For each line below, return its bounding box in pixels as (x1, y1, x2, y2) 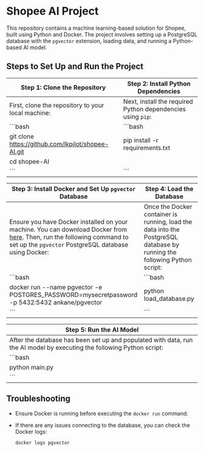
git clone (9, 132, 35, 140)
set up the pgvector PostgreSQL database (9, 240, 129, 248)
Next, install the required (123, 97, 193, 106)
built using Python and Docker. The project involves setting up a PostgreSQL (6, 30, 198, 38)
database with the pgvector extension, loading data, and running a (6, 37, 172, 44)
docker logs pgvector (15, 439, 70, 446)
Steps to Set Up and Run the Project (6, 61, 144, 72)
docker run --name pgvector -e (9, 282, 103, 291)
